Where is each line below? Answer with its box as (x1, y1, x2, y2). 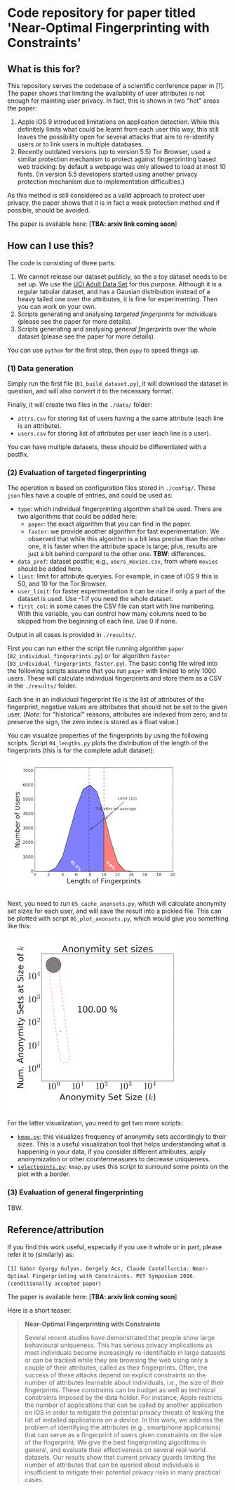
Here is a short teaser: (7, 1306, 72, 1314)
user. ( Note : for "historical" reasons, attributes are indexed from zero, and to (7, 710, 228, 719)
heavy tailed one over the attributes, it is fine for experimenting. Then (17, 294, 218, 303)
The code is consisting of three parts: (7, 258, 116, 267)
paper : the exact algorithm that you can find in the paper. (27, 519, 192, 529)
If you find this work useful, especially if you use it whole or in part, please (7, 1242, 222, 1251)
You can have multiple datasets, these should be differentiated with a (7, 443, 207, 451)
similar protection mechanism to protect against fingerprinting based (17, 155, 216, 163)
